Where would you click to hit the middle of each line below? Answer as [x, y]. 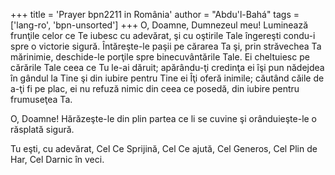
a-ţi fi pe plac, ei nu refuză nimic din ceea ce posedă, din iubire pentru [155, 88]
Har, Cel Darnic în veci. [57, 159]
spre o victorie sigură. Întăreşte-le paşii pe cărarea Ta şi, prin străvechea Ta [166, 46]
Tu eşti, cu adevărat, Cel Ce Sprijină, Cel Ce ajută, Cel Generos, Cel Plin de [164, 148]
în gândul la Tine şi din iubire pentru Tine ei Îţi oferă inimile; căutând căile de [167, 78]
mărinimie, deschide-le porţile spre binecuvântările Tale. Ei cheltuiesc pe [160, 57]
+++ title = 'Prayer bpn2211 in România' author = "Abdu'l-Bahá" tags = [155, 14]
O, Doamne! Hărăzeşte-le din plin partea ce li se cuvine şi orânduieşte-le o [164, 118]
